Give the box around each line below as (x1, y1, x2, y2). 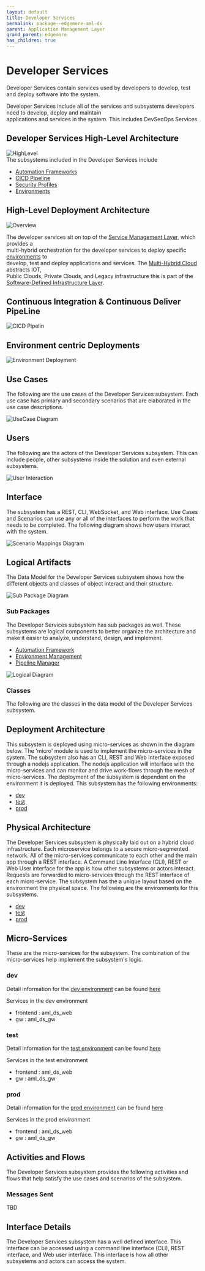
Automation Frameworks (15, 168, 78, 175)
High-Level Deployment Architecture (6, 205, 150, 216)
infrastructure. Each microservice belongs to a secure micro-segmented (6, 845, 188, 852)
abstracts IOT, (6, 266, 42, 273)
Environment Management (15, 652, 83, 660)
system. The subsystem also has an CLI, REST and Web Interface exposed (6, 753, 195, 761)
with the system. (6, 527, 48, 535)
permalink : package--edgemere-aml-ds (6, 20, 103, 26)
